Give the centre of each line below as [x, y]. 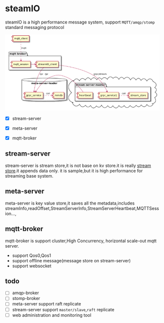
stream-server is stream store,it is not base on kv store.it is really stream [78, 165]
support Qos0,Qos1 [32, 255]
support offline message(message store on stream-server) [71, 260]
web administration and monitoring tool [52, 315]
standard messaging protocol [35, 27]
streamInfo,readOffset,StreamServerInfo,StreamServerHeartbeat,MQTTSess [82, 208]
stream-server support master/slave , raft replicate [63, 309]
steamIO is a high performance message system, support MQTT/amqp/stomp [80, 22]
